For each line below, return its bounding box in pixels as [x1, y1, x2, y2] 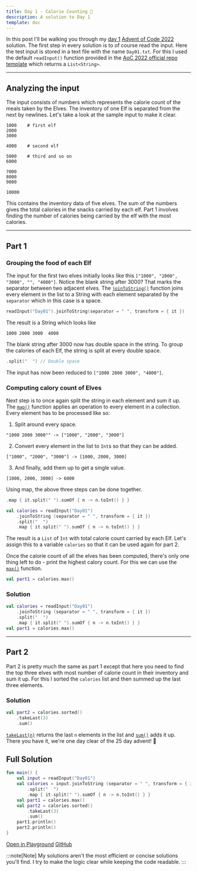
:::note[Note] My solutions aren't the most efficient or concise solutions [6, 852, 178, 859]
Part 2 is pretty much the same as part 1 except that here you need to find [6, 662, 184, 670]
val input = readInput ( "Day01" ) [16, 775, 96, 782]
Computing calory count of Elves [6, 383, 102, 391]
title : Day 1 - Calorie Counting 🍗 [6, 8, 93, 15]
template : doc [6, 19, 41, 25]
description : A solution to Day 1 [6, 14, 91, 20]
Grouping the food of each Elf [6, 259, 92, 267]
